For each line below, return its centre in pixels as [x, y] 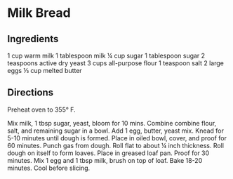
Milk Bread [39, 13]
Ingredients [33, 39]
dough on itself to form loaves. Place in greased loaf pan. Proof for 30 [108, 153]
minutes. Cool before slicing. [49, 168]
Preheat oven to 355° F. [41, 110]
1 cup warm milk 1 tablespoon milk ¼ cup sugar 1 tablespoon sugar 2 [106, 55]
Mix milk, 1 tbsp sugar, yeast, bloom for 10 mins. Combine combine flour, [112, 123]
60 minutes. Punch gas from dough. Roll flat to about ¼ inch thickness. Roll [116, 145]
